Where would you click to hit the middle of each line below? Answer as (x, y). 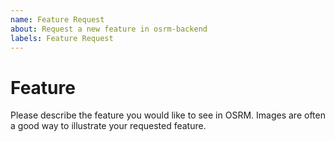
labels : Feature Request (62, 38)
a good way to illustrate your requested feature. (108, 126)
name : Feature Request (57, 19)
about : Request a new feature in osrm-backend (109, 29)
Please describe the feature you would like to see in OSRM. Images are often (168, 115)
